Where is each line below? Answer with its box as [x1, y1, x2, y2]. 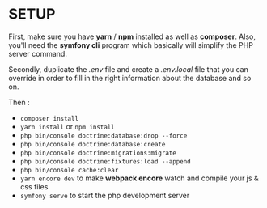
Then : [8, 97, 30, 107]
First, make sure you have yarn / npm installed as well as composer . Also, [8, 32, 256, 41]
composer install [19, 114, 79, 122]
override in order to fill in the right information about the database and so [8, 73, 252, 83]
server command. [8, 49, 67, 58]
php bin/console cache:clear [19, 166, 119, 174]
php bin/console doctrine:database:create [19, 140, 166, 148]
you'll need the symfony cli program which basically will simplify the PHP [8, 40, 253, 49]
